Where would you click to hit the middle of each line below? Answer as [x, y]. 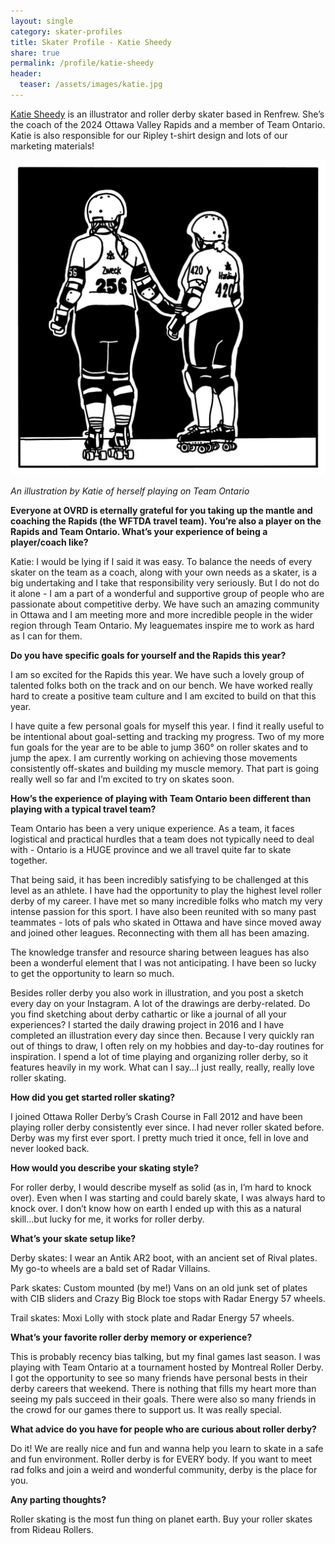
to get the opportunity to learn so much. [92, 973]
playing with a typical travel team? [83, 809]
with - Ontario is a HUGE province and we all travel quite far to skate [151, 849]
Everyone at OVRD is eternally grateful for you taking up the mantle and [161, 510]
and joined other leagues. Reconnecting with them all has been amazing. [160, 932]
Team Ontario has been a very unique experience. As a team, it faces [152, 828]
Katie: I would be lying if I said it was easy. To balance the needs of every [161, 561]
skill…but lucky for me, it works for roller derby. [107, 1219]
